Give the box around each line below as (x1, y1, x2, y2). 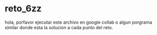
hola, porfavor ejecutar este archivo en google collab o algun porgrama (5, 19, 152, 25)
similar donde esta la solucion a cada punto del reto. (5, 24, 113, 30)
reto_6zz (5, 3, 42, 14)
